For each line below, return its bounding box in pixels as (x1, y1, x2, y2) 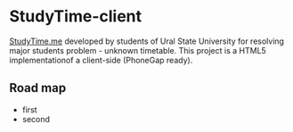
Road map (9, 80, 67, 95)
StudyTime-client (9, 6, 142, 27)
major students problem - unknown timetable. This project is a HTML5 (9, 45, 267, 55)
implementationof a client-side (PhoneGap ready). (9, 54, 193, 65)
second (21, 113, 51, 124)
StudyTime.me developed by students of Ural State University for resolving (9, 36, 285, 46)
